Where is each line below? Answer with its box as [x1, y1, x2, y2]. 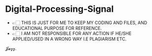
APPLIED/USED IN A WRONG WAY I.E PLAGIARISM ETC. [12, 36, 127, 42]
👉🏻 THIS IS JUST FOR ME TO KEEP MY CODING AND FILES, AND [12, 20, 148, 26]
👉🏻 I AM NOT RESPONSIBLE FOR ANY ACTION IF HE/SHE [12, 30, 132, 36]
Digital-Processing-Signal [5, 3, 114, 15]
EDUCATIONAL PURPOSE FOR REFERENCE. [12, 25, 102, 31]
